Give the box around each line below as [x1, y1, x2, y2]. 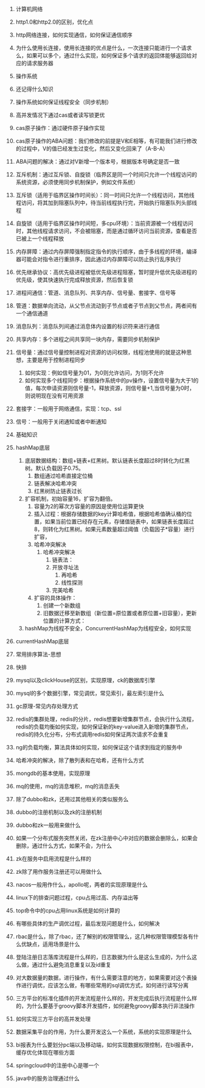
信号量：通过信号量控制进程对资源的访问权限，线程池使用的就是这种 [15, 348, 187, 356]
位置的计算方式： [43, 617, 86, 624]
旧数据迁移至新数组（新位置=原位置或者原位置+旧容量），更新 [43, 610, 197, 616]
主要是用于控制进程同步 [26, 356, 86, 363]
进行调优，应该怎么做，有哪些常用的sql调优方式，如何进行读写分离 [21, 982, 189, 989]
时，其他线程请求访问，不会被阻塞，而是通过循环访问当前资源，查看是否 [15, 228, 197, 234]
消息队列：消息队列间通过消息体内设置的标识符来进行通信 [15, 323, 160, 330]
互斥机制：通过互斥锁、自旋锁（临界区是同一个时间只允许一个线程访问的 [15, 171, 197, 178]
